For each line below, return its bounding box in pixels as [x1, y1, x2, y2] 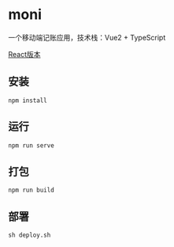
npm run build [8, 186, 55, 195]
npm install [8, 97, 47, 104]
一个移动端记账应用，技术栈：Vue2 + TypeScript [8, 32, 166, 42]
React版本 [8, 49, 41, 59]
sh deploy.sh [8, 231, 51, 239]
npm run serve [8, 141, 55, 150]
